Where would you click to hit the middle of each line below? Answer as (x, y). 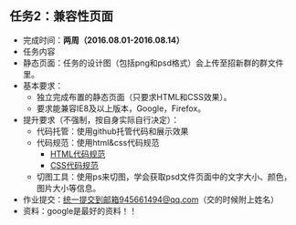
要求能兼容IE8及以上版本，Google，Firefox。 (121, 108)
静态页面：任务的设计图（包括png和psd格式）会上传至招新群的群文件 (153, 63)
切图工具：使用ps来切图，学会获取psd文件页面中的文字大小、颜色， (164, 177)
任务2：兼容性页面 (62, 16)
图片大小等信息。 (69, 188)
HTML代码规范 (78, 154)
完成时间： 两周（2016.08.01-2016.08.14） (103, 40)
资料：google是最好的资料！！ (80, 210)
